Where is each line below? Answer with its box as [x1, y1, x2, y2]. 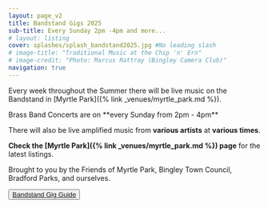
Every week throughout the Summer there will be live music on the [8, 86, 228, 95]
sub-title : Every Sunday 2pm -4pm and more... [8, 26, 166, 34]
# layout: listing [8, 34, 70, 42]
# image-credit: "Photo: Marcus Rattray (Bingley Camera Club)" [8, 57, 227, 65]
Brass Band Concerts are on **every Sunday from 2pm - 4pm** [8, 110, 218, 119]
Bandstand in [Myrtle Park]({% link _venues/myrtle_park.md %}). [8, 94, 222, 104]
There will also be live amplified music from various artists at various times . [8, 125, 261, 134]
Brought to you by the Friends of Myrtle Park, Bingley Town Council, [8, 165, 233, 174]
